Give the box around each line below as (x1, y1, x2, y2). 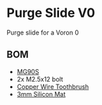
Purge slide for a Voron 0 (6, 28, 79, 37)
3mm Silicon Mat (16, 89, 66, 98)
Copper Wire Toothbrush (16, 82, 89, 91)
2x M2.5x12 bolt (16, 75, 64, 83)
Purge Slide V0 (6, 5, 96, 21)
